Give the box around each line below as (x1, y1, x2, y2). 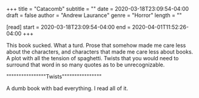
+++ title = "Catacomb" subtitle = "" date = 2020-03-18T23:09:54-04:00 (6, 5, 189, 12)
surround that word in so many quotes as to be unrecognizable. (6, 61, 165, 68)
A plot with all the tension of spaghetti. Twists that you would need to (6, 55, 179, 61)
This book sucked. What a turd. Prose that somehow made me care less (6, 42, 186, 49)
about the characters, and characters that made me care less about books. (6, 48, 194, 55)
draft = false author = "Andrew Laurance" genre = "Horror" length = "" (6, 12, 182, 19)
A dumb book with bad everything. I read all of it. (6, 85, 129, 92)
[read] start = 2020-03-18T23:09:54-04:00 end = (6, 24, 131, 30)
